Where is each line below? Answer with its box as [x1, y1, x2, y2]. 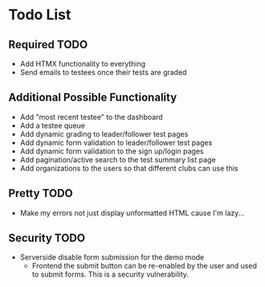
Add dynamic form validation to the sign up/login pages [19, 146, 204, 156]
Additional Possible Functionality [8, 91, 177, 105]
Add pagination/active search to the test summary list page [19, 154, 216, 164]
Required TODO [8, 38, 88, 51]
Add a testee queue [19, 121, 86, 130]
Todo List [8, 6, 71, 24]
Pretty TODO [8, 187, 74, 200]
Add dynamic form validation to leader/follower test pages [19, 137, 213, 147]
